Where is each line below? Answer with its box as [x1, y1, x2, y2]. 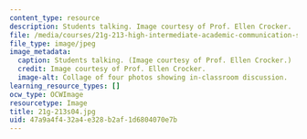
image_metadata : [9, 48, 71, 57]
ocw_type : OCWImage [9, 90, 84, 99]
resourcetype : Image [9, 98, 89, 108]
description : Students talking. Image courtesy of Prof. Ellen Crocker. [9, 22, 292, 31]
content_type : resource [9, 13, 101, 23]
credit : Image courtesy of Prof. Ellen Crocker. [17, 65, 206, 74]
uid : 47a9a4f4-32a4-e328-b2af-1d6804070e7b [9, 115, 178, 124]
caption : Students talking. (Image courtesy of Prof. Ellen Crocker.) [17, 56, 292, 65]
